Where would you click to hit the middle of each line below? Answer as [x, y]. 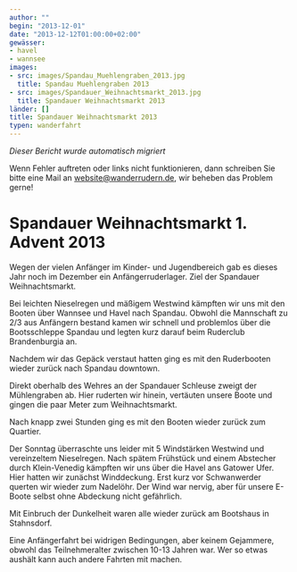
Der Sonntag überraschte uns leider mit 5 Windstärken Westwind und [137, 449]
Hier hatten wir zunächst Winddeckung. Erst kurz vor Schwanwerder [135, 477]
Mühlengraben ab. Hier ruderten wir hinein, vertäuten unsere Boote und [141, 395]
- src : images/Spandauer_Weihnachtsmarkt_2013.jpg [105, 92]
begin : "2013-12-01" [48, 26]
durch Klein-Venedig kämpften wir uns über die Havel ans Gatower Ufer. [142, 467]
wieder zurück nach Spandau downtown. [85, 368]
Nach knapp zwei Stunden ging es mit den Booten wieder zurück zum [137, 422]
